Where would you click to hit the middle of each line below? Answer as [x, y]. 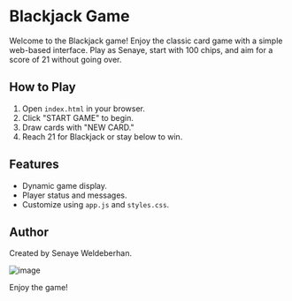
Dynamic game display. [65, 185]
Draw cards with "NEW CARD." [78, 127]
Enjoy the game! [38, 288]
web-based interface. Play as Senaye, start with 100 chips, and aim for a [141, 49]
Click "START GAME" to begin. [78, 117]
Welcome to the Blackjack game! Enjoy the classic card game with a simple [146, 41]
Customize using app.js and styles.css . [96, 204]
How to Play [43, 87]
